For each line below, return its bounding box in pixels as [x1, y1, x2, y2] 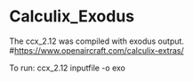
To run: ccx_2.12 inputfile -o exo [9, 62, 126, 73]
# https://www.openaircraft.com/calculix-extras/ [9, 45, 184, 55]
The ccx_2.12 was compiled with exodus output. [9, 36, 185, 46]
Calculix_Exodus [9, 6, 135, 27]
